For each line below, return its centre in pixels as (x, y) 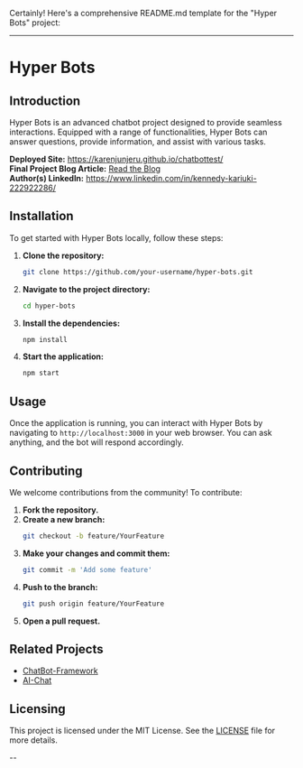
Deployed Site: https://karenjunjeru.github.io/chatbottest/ (116, 159)
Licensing (37, 709)
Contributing (46, 471)
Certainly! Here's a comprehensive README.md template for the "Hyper (143, 13)
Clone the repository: (63, 255)
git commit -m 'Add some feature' (87, 569)
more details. (34, 740)
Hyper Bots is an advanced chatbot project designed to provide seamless (146, 122)
